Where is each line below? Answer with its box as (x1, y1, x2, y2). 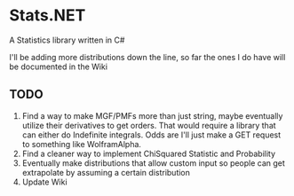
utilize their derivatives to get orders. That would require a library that (21, 120, 277, 130)
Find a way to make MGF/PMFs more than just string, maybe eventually (21, 110, 283, 121)
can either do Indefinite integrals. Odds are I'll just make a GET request (21, 129, 282, 140)
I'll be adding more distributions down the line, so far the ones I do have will (9, 51, 286, 62)
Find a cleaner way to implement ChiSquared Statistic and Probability (21, 148, 276, 159)
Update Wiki (21, 176, 68, 187)
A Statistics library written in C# (9, 35, 125, 45)
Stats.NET (9, 5, 86, 26)
